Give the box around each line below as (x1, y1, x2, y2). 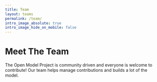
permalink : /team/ (5, 16, 42, 21)
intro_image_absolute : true (5, 20, 62, 26)
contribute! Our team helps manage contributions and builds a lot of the (5, 67, 147, 73)
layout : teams (5, 12, 34, 16)
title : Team (5, 7, 29, 12)
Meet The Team (5, 46, 69, 57)
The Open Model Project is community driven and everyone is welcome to (5, 62, 153, 68)
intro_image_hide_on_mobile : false (5, 25, 77, 30)
